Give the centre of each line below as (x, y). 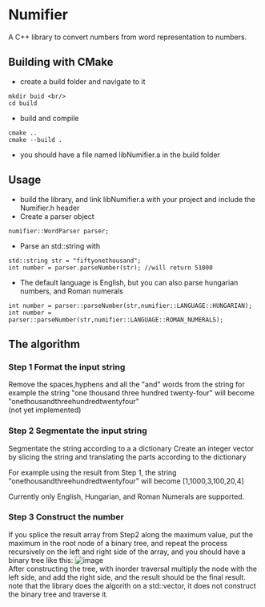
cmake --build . (35, 140)
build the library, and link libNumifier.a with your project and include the (138, 199)
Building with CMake (61, 62)
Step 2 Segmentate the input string (78, 431)
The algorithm (44, 344)
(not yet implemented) (45, 410)
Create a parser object (57, 216)
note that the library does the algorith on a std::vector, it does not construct (132, 585)
